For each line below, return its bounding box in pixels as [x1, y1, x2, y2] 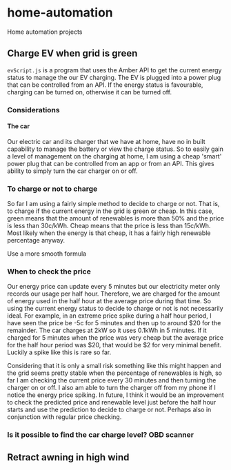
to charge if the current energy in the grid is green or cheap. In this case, [7, 207, 214, 215]
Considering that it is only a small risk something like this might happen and [7, 362, 222, 370]
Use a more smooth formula [7, 249, 87, 258]
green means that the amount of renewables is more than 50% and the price [7, 214, 225, 223]
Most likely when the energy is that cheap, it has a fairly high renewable [7, 229, 211, 237]
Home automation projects [7, 28, 83, 36]
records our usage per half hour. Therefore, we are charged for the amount [7, 289, 221, 298]
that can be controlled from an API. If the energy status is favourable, [7, 81, 203, 89]
